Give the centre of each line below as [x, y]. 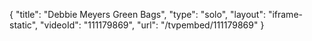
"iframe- [285, 14]
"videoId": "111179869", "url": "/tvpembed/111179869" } [152, 25]
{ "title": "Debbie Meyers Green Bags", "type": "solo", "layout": [137, 14]
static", [24, 25]
